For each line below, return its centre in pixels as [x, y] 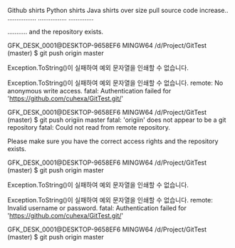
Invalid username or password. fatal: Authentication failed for [97, 208]
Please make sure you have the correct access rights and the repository [113, 141]
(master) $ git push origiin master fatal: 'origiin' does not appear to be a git [117, 120]
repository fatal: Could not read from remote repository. [89, 127]
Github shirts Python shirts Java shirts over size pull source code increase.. [118, 10]
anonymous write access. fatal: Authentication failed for [89, 91]
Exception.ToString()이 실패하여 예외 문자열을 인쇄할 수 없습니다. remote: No [115, 83]
